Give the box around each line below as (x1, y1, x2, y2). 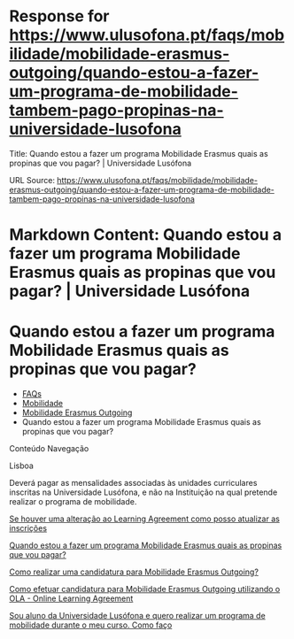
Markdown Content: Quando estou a (9, 225, 282, 245)
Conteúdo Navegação (9, 443, 89, 454)
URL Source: (9, 174, 56, 185)
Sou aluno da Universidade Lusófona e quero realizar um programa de (9, 611, 266, 621)
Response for (9, 6, 110, 27)
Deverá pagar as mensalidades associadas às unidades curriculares (9, 478, 258, 489)
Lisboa (9, 460, 34, 471)
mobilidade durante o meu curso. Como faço (9, 620, 173, 630)
